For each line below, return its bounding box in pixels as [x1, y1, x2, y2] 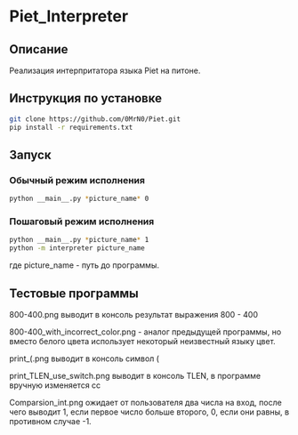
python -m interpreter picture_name [9, 244, 145, 253]
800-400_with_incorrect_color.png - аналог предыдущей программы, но [9, 326, 282, 337]
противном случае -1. [9, 415, 92, 426]
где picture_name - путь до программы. [9, 260, 160, 270]
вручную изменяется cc [9, 380, 101, 391]
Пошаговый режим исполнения [9, 215, 155, 228]
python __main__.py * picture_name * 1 [9, 236, 149, 245]
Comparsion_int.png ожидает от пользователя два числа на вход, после [9, 397, 282, 407]
